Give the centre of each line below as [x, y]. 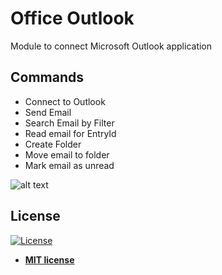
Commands [47, 77]
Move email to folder [67, 154]
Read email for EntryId [70, 133]
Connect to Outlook [65, 101]
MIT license [49, 259]
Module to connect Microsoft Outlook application [111, 46]
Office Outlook [72, 18]
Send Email [48, 112]
